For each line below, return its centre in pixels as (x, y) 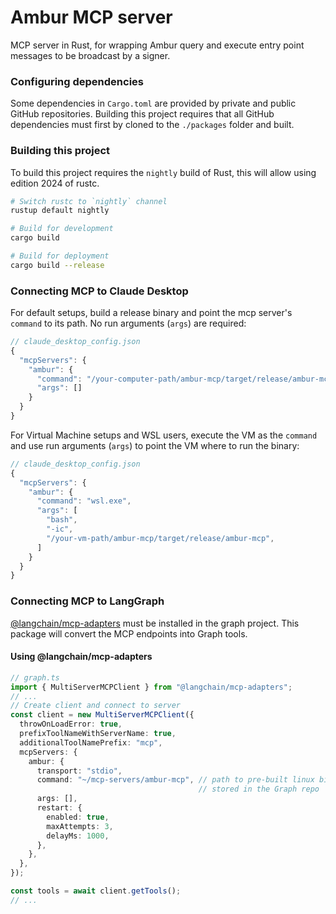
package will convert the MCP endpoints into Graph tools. (129, 633)
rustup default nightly (60, 211)
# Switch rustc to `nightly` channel (89, 201)
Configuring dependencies (77, 81)
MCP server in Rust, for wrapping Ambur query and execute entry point (157, 45)
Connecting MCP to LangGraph (87, 601)
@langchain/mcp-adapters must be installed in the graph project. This (155, 623)
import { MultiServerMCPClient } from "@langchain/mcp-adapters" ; (151, 687)
